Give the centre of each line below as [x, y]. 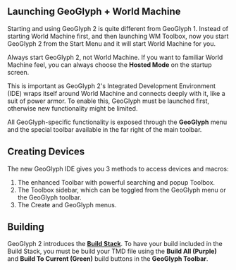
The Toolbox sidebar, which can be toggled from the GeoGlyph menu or [122, 190]
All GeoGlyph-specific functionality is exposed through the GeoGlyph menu [117, 122]
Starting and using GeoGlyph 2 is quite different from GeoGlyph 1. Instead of [118, 28]
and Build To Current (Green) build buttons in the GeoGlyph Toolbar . [108, 259]
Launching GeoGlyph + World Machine [94, 12]
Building [26, 227]
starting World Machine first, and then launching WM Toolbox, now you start [118, 36]
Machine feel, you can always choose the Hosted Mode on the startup [110, 65]
